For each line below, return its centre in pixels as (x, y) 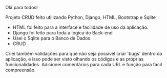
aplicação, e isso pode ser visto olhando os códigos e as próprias (75, 59)
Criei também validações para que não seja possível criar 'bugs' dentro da (84, 54)
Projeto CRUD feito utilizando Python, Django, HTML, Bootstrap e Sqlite (81, 17)
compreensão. (20, 70)
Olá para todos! (22, 7)
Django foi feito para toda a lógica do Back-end (62, 33)
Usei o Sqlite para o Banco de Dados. (52, 38)
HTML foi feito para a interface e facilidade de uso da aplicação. (80, 27)
